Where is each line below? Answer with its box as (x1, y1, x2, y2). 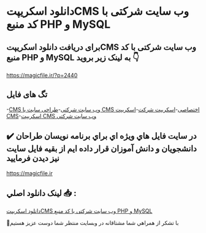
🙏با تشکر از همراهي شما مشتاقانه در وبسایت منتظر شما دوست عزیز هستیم (6, 219, 179, 227)
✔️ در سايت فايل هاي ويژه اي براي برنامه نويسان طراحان (6, 131, 197, 141)
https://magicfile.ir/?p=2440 (6, 72, 78, 79)
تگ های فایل (6, 89, 48, 100)
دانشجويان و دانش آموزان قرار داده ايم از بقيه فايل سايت (6, 143, 197, 154)
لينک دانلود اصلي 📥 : (6, 188, 77, 199)
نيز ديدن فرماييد (6, 153, 59, 164)
